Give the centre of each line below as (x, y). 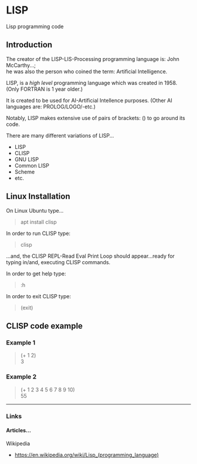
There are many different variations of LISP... (60, 135)
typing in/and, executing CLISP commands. (58, 262)
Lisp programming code (35, 26)
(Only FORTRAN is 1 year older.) (45, 89)
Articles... (18, 431)
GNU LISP (27, 159)
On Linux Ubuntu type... (35, 210)
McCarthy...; (21, 65)
